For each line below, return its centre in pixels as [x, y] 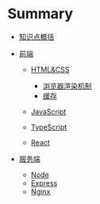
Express [44, 183]
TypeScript [49, 127]
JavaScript [48, 111]
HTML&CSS [50, 69]
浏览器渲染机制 [67, 86]
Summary [40, 14]
